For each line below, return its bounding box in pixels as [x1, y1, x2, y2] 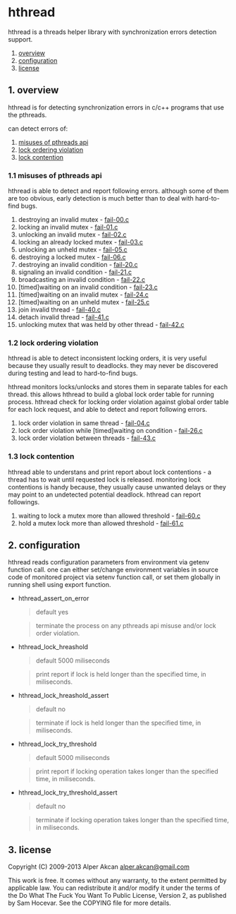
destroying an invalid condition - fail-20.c [18, 261, 138, 269]
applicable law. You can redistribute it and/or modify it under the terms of [8, 884, 221, 892]
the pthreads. [8, 110, 47, 119]
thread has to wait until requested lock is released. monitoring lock [8, 475, 201, 484]
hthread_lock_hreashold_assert [18, 692, 109, 700]
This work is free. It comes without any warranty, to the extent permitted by [8, 877, 228, 885]
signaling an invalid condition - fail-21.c [18, 268, 132, 276]
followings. [8, 497, 40, 506]
